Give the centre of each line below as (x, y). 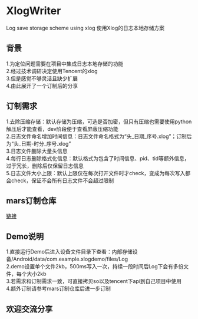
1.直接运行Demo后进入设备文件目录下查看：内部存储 (69, 252)
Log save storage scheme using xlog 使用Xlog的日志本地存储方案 (85, 28)
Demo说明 (25, 236)
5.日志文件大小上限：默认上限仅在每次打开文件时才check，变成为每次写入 (96, 173)
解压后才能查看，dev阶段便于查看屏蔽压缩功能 (62, 129)
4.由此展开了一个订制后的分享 (42, 85)
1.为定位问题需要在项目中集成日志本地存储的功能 (65, 64)
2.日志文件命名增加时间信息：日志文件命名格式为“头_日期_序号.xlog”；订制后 (99, 136)
